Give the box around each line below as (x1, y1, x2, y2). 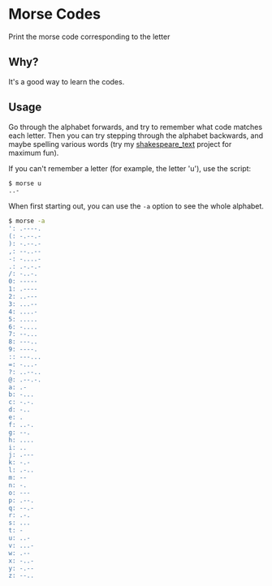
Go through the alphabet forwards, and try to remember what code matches (8, 122, 262, 131)
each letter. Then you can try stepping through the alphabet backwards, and (8, 131, 264, 140)
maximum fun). (8, 148, 59, 157)
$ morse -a (8, 217, 45, 226)
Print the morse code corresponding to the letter (8, 32, 171, 41)
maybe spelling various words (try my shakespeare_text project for (8, 139, 232, 149)
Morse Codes (8, 5, 101, 24)
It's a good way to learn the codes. (8, 76, 125, 86)
